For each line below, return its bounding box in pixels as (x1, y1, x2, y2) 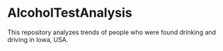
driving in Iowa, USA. (7, 35, 69, 43)
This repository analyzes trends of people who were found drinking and (7, 28, 217, 36)
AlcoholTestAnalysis (7, 5, 132, 21)
